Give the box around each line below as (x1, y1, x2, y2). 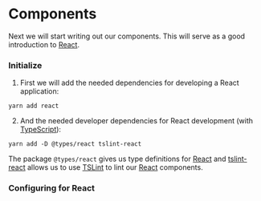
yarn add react (8, 102, 59, 111)
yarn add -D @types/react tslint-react (8, 140, 142, 148)
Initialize (8, 59, 43, 70)
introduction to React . (8, 39, 80, 49)
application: (19, 86, 59, 96)
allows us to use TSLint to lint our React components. (27, 163, 203, 172)
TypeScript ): (19, 125, 62, 135)
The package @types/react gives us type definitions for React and (8, 154, 226, 164)
